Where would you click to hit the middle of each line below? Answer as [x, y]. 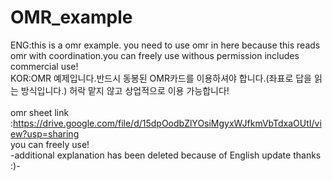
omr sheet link [40, 112]
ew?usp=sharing [45, 133]
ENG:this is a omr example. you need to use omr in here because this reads [165, 45]
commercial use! [44, 66]
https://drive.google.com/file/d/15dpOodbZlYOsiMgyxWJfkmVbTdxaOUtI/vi [167, 123]
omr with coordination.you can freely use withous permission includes [155, 55]
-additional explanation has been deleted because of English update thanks [166, 155]
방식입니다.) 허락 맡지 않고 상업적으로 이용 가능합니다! [125, 90]
